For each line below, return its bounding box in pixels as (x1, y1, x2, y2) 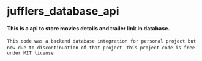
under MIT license (7, 50, 54, 56)
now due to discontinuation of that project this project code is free (7, 45, 195, 51)
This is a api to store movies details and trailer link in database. (7, 24, 170, 32)
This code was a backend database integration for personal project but (7, 38, 196, 45)
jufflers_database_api (7, 4, 119, 18)
